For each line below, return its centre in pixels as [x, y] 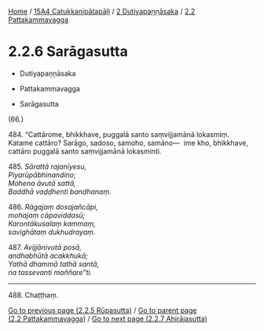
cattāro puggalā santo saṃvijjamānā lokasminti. [85, 151]
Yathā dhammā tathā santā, [54, 264]
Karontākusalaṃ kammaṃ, [52, 223]
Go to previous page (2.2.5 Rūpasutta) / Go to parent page [103, 310]
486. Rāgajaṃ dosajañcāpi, [53, 206]
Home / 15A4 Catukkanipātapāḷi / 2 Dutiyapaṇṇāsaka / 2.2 [102, 11]
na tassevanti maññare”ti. [50, 272]
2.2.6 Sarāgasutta [68, 52]
